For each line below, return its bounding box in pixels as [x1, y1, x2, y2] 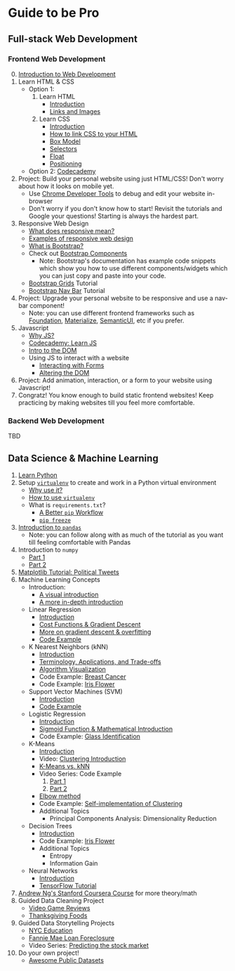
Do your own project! [18, 949, 79, 957]
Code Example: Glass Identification [39, 732, 141, 741]
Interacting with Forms [39, 360, 105, 370]
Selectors [49, 144, 78, 152]
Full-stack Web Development [8, 33, 137, 45]
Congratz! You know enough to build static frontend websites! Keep [18, 391, 214, 399]
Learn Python [18, 471, 58, 479]
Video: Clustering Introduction [39, 754, 126, 763]
